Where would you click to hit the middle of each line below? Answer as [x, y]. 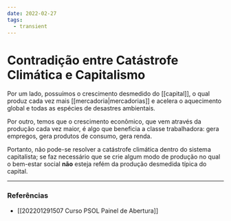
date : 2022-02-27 [32, 13]
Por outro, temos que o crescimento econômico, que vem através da [104, 121]
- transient [31, 26]
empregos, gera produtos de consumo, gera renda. [80, 136]
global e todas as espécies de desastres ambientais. [81, 108]
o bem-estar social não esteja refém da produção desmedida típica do [107, 164]
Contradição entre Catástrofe [93, 60]
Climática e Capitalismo [76, 74]
